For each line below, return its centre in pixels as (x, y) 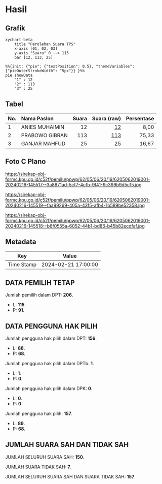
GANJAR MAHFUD (43, 143)
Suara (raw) (107, 118)
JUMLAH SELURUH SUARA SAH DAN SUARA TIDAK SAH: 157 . (70, 476)
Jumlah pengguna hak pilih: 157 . (39, 414)
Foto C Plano (26, 162)
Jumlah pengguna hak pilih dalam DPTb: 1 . (50, 364)
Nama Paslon (37, 118)
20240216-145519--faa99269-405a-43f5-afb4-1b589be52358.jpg (75, 205)
